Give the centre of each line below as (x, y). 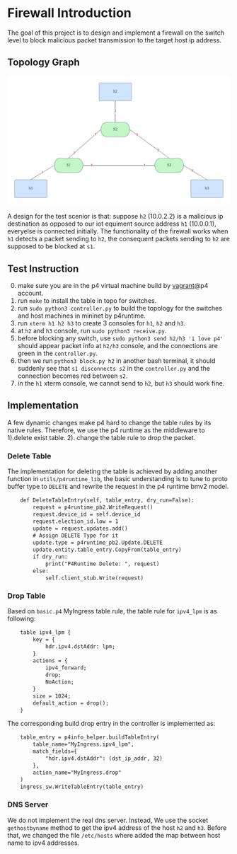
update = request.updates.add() (81, 529)
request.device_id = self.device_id (87, 514)
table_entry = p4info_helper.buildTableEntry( (90, 737)
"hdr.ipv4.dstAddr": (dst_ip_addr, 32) (104, 758)
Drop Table (27, 596)
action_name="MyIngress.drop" (77, 773)
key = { (44, 640)
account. (30, 293)
